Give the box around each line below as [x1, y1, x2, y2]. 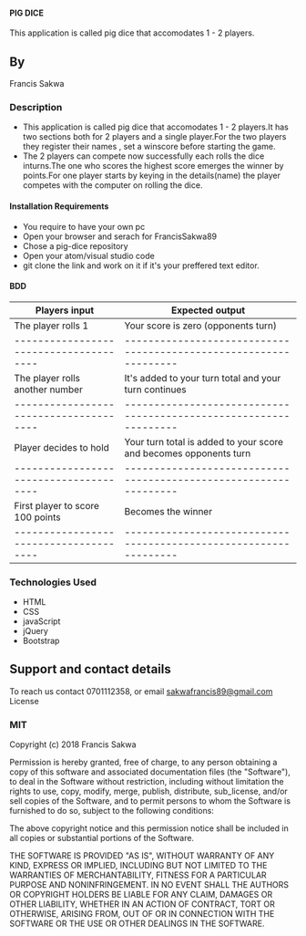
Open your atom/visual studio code [22, 250, 155, 261]
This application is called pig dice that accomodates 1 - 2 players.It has [22, 121, 289, 132]
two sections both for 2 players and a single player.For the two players [22, 131, 287, 142]
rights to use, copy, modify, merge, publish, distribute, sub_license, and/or [9, 785, 289, 797]
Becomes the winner [124, 504, 212, 517]
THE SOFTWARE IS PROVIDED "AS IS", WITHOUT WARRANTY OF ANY [9, 850, 275, 861]
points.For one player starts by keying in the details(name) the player [22, 170, 280, 182]
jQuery [22, 626, 48, 637]
